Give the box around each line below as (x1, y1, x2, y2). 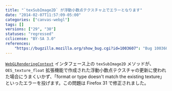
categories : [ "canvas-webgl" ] (5, 17, 70, 22)
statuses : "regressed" (5, 31, 54, 37)
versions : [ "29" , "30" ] (5, 27, 56, 32)
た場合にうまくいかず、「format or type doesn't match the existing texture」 (5, 73, 165, 80)
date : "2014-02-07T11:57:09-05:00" (5, 12, 81, 17)
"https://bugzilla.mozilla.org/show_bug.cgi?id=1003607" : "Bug (14, 46, 153, 51)
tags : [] (5, 22, 24, 27)
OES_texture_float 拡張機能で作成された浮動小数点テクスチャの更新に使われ (5, 67, 166, 73)
